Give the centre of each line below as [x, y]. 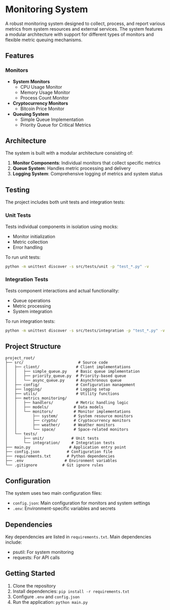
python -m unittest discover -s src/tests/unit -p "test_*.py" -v [77, 266]
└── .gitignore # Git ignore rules [54, 465]
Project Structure [33, 346]
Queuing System [31, 114]
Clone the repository [34, 586]
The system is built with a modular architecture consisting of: [69, 153]
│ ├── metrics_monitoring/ [36, 398]
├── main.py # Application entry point [66, 447]
